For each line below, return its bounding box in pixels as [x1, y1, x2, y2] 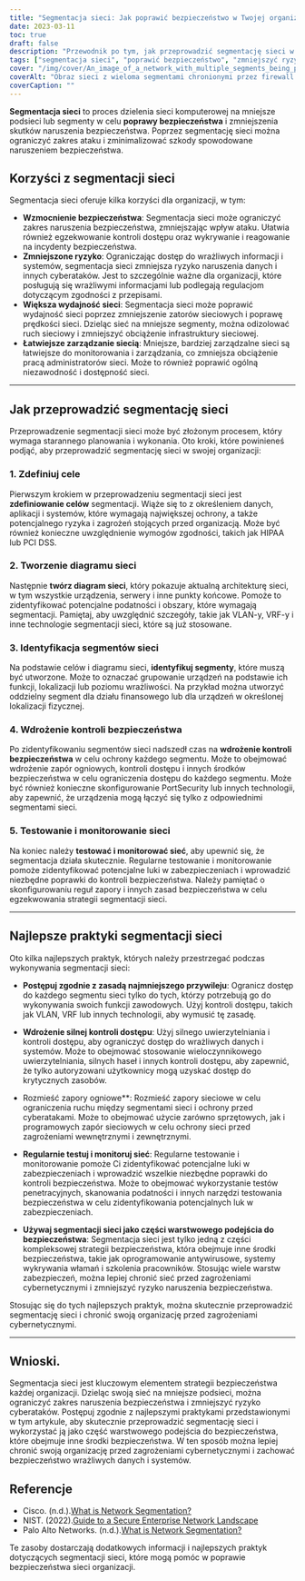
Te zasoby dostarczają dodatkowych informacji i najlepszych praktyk [9, 1542, 268, 1554]
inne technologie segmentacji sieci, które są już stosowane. [9, 619, 232, 630]
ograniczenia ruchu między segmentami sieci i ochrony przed [22, 1101, 254, 1113]
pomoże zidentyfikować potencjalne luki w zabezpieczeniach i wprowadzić [9, 864, 291, 875]
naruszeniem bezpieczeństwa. [9, 144, 124, 155]
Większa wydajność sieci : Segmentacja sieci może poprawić [22, 299, 254, 310]
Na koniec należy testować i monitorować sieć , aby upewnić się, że [9, 845, 265, 856]
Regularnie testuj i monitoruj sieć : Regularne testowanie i [22, 1148, 240, 1159]
